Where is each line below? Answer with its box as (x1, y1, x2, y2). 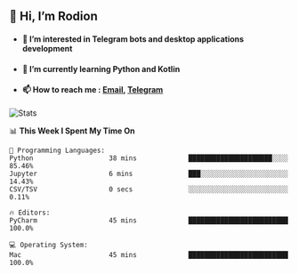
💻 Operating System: (9, 240, 89, 249)
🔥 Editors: (9, 208, 51, 217)
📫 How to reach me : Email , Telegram (21, 85, 164, 95)
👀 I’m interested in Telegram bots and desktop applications (21, 33, 245, 44)
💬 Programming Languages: (9, 146, 105, 155)
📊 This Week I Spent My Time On (9, 125, 135, 136)
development (21, 43, 73, 53)
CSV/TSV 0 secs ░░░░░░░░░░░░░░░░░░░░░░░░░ (9, 184, 289, 194)
